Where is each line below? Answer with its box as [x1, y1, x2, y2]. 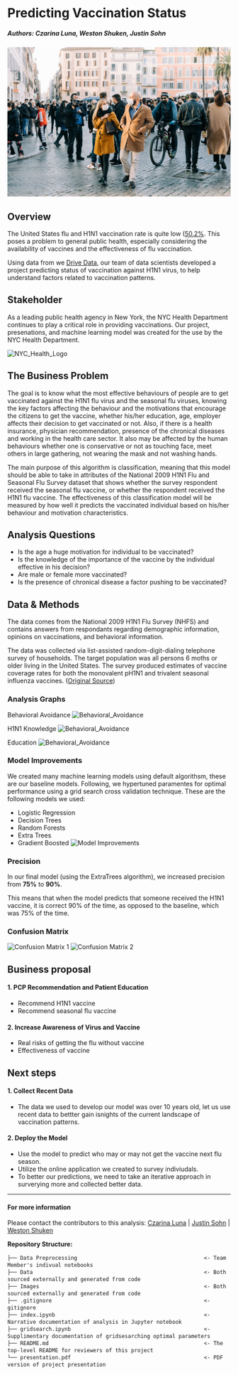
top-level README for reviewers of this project [7, 1347, 154, 1354]
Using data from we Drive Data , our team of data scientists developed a [7, 258, 216, 267]
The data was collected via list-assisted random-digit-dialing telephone [7, 646, 215, 655]
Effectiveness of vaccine [17, 1047, 90, 1055]
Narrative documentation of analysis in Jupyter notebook [7, 1319, 182, 1326]
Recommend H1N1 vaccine [17, 999, 96, 1007]
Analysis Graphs [7, 695, 66, 705]
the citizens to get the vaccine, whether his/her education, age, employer [7, 411, 221, 420]
